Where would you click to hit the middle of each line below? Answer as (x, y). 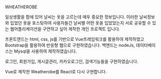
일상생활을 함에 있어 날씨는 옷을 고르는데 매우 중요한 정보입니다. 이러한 (72, 17)
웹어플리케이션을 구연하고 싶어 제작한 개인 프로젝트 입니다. (65, 29)
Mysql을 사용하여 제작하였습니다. (45, 51)
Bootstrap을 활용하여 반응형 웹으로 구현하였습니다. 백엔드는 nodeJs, (70, 45)
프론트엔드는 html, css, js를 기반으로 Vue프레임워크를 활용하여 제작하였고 (75, 39)
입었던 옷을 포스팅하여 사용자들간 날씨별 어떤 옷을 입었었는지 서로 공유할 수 (80, 23)
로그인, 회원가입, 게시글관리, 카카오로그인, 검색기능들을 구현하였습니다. (72, 61)
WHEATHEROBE (21, 7)
